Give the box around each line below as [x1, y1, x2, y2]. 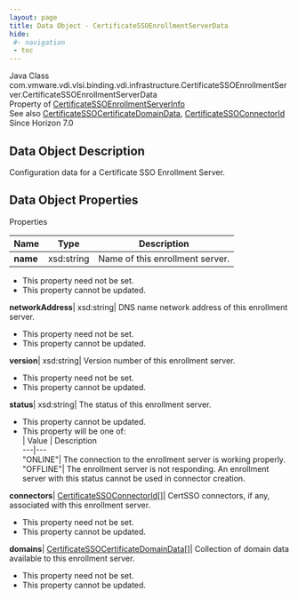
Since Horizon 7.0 [9, 117, 74, 129]
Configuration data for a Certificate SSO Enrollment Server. [9, 166, 225, 178]
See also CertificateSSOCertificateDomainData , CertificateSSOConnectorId [9, 108, 286, 119]
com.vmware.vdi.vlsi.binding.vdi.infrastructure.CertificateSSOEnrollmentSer [9, 80, 287, 91]
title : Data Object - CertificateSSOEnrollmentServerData [9, 21, 229, 30]
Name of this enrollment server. [97, 252, 230, 265]
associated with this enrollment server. [9, 499, 151, 510]
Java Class [9, 70, 50, 81]
